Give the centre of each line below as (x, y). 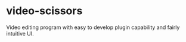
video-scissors (44, 11)
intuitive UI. (20, 33)
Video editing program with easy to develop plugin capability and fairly (93, 27)
